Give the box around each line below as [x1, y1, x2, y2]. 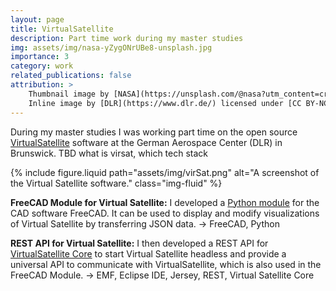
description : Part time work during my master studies [10, 33, 244, 43]
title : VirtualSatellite [10, 24, 114, 34]
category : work [10, 61, 74, 71]
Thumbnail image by [28, 89, 110, 99]
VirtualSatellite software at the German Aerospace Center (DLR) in [10, 136, 283, 148]
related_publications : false [10, 71, 132, 81]
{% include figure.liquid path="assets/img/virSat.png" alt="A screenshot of [10, 166, 320, 178]
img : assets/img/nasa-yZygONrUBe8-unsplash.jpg [10, 42, 213, 53]
